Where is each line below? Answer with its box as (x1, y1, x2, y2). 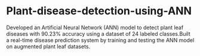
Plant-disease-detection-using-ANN (6, 4, 192, 18)
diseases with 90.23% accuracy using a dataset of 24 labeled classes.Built (6, 30, 191, 37)
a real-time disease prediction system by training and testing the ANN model (6, 36, 195, 43)
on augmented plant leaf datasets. (6, 43, 91, 50)
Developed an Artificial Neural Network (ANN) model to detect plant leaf (6, 24, 184, 31)
